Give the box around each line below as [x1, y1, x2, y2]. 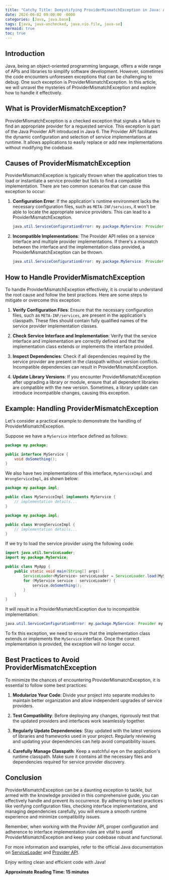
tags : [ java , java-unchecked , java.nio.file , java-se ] [5, 21, 123, 27]
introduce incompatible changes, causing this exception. [12, 390, 130, 396]
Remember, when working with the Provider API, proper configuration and [5, 823, 158, 830]
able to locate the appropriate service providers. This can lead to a [12, 209, 151, 215]
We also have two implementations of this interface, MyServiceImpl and [5, 470, 152, 477]
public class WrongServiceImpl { [5, 522, 75, 527]
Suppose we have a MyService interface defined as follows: [5, 433, 128, 439]
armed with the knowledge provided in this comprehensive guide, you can [5, 792, 159, 798]
